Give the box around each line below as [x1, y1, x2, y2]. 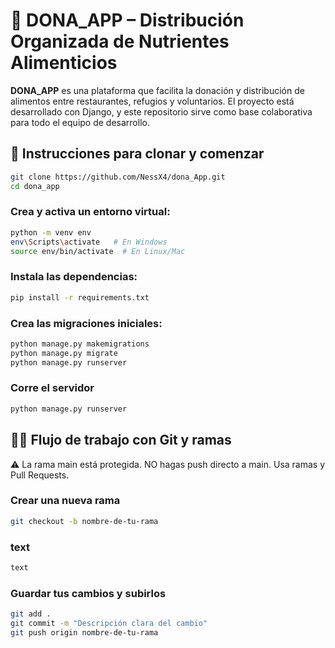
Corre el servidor [10, 381, 95, 395]
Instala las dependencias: [10, 270, 138, 284]
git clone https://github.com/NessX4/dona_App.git [10, 172, 226, 182]
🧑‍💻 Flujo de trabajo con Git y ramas [10, 432, 232, 449]
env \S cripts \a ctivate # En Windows [10, 237, 168, 247]
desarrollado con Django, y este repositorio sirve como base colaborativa [10, 105, 313, 118]
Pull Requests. [10, 469, 70, 481]
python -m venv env [10, 227, 92, 238]
